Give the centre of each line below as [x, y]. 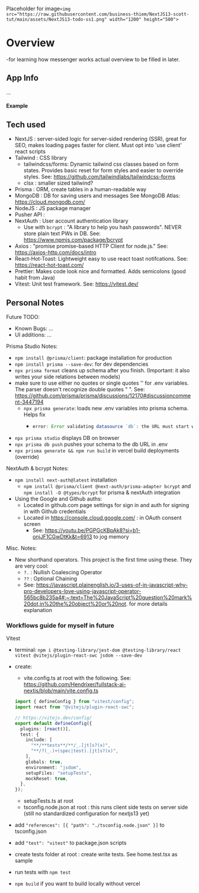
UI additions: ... [33, 334]
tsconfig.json [31, 831]
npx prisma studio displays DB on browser [67, 438]
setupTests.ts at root [49, 801]
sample [24, 861]
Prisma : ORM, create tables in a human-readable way [81, 189]
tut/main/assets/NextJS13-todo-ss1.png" [57, 20]
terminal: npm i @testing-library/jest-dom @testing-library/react [98, 650]
